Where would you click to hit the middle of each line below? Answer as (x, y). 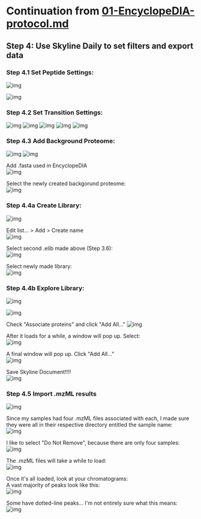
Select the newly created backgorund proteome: (66, 183)
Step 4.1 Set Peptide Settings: (50, 72)
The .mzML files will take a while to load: (56, 461)
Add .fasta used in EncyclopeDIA (47, 165)
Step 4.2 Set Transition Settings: (55, 112)
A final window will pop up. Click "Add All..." (60, 354)
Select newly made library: (39, 266)
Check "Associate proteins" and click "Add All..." (66, 324)
